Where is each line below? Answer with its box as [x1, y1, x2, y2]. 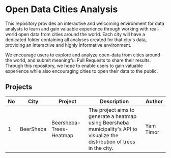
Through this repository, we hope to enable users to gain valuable [5, 62, 144, 69]
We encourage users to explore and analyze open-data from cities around [5, 52, 160, 58]
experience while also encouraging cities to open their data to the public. [5, 68, 158, 74]
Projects [5, 83, 33, 91]
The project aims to [88, 106, 135, 113]
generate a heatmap [88, 113, 137, 120]
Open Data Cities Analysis [5, 4, 118, 15]
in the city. [88, 144, 113, 151]
